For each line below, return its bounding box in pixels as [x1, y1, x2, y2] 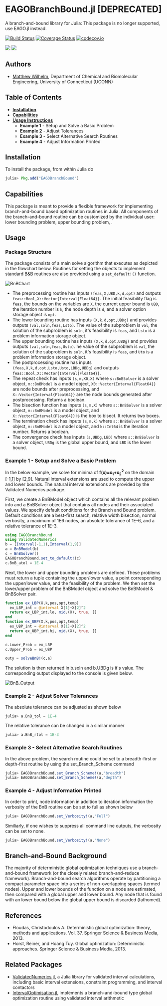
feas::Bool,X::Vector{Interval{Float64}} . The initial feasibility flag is [12, 295, 157, 301]
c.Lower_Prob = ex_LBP [5, 642, 52, 647]
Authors [5, 60, 31, 69]
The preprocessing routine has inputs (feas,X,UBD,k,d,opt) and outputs [12, 290, 161, 296]
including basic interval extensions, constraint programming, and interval [12, 979, 163, 985]
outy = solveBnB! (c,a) [5, 656, 52, 661]
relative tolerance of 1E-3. [5, 523, 58, 529]
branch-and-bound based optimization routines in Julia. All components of [5, 209, 159, 215]
